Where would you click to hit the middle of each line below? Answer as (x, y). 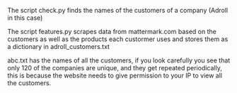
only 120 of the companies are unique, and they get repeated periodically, (115, 68)
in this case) (25, 18)
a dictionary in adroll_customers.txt (58, 46)
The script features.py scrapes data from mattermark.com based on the (112, 32)
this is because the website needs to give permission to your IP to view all (115, 75)
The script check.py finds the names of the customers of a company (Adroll (118, 10)
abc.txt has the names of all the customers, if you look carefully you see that (119, 60)
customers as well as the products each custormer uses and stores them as (118, 39)
